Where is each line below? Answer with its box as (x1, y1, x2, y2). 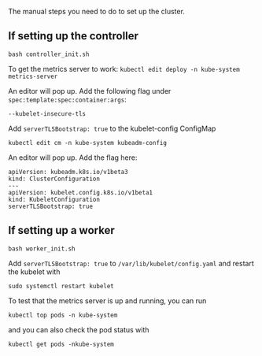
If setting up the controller (8, 29, 139, 43)
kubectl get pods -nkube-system (8, 340, 114, 348)
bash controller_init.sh (8, 50, 90, 58)
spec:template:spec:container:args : (8, 95, 127, 104)
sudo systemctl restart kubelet (8, 282, 114, 290)
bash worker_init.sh (8, 244, 76, 253)
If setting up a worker (8, 224, 116, 237)
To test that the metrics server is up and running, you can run (8, 295, 207, 306)
